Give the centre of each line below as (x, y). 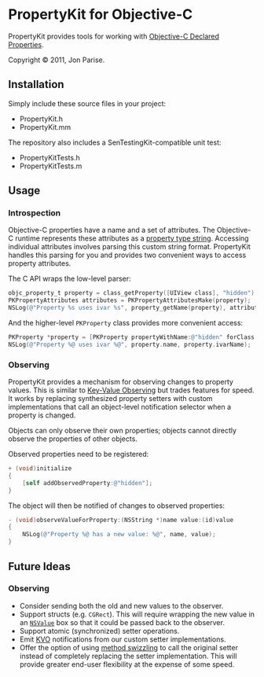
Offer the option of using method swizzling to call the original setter (128, 647)
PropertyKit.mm (45, 127)
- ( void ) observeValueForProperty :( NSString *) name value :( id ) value (121, 520)
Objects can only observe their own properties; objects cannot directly (123, 431)
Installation (36, 85)
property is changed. (42, 415)
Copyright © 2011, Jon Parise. (57, 60)
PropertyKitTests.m (51, 166)
